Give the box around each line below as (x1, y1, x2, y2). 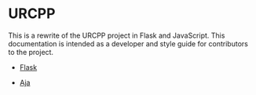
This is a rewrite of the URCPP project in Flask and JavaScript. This (8, 31, 225, 40)
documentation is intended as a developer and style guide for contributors (8, 38, 249, 48)
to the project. (8, 47, 53, 57)
